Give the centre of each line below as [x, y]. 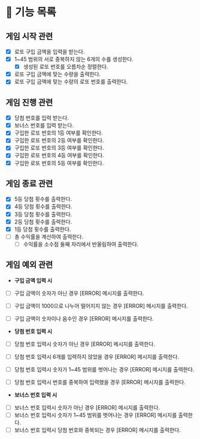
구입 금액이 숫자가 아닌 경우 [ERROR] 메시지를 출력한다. [79, 293]
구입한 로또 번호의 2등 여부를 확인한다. [59, 141]
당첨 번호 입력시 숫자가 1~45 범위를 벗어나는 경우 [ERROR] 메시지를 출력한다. [104, 369]
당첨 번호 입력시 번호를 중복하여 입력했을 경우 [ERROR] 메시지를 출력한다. [100, 382]
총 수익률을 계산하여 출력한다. [49, 236]
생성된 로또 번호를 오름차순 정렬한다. [66, 67]
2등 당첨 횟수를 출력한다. [43, 221]
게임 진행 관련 [29, 102]
